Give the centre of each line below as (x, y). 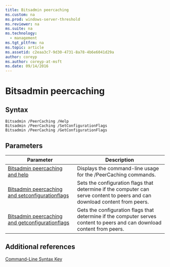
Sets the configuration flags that (115, 183)
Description (120, 159)
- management (24, 38)
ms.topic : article (25, 47)
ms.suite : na (19, 29)
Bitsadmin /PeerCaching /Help (37, 122)
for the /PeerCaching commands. (116, 175)
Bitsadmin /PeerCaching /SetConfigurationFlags (56, 126)
